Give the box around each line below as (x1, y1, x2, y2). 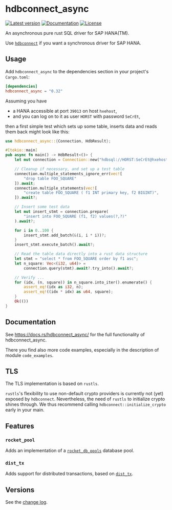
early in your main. (5, 407, 45, 413)
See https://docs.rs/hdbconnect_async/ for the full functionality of (5, 331, 145, 337)
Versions (5, 485, 35, 494)
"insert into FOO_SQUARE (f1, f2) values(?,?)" (24, 214, 127, 219)
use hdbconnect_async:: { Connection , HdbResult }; (5, 138, 111, 144)
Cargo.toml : (5, 74, 30, 80)
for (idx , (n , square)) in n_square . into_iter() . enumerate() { (14, 280, 153, 285)
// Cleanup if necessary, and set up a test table (14, 167, 125, 172)
